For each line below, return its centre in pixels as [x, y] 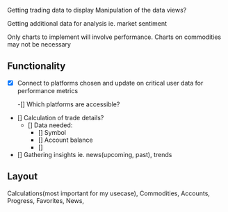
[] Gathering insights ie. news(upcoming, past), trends [95, 154]
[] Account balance [65, 140]
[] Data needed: [50, 125]
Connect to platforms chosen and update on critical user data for [110, 83]
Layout [23, 177]
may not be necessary [39, 44]
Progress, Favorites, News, [46, 200]
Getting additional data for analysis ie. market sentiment [87, 23]
